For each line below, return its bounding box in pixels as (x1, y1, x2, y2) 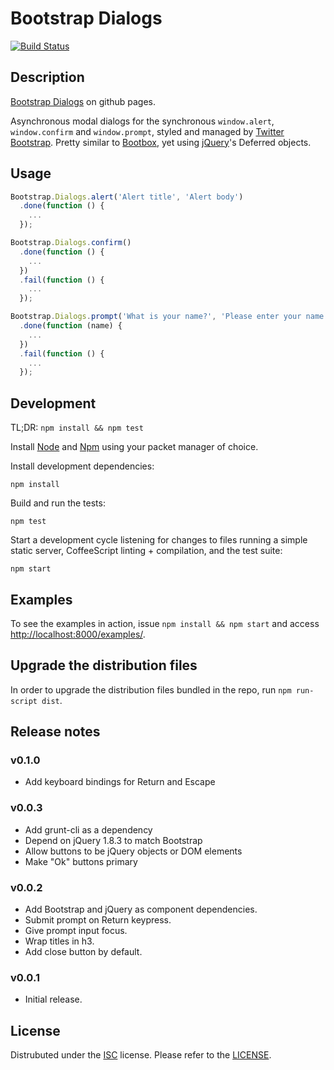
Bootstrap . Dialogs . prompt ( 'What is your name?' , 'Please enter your (10, 312, 302, 322)
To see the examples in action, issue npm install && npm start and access (10, 617, 320, 629)
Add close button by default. (24, 946, 143, 958)
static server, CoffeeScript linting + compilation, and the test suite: (10, 545, 283, 557)
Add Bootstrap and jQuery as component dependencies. (24, 903, 258, 916)
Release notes (10, 723, 101, 741)
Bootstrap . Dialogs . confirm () (10, 238, 132, 248)
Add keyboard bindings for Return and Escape (24, 776, 216, 788)
